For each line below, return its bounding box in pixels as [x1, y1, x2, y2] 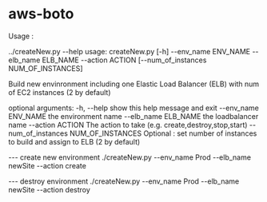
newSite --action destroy [8, 184, 90, 194]
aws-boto [8, 5, 74, 23]
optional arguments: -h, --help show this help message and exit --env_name [8, 103, 260, 113]
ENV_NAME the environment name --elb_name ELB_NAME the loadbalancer [8, 111, 259, 121]
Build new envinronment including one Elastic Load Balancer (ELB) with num [8, 79, 260, 89]
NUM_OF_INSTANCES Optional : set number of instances [69, 129, 257, 138]
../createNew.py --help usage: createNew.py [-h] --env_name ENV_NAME [8, 46, 250, 56]
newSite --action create [8, 160, 86, 170]
